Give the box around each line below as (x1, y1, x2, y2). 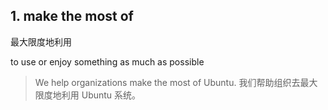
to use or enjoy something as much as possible (10, 55, 205, 68)
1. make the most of (10, 8, 134, 25)
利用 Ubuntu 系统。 (61, 89, 142, 101)
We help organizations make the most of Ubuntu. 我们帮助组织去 (34, 76, 301, 88)
